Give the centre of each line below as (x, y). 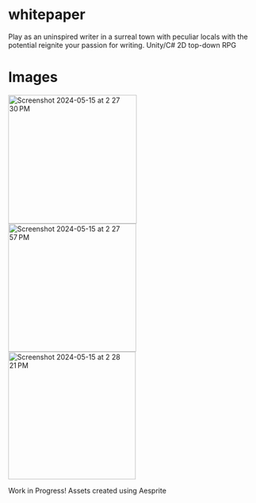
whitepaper (47, 15)
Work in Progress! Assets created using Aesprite (87, 490)
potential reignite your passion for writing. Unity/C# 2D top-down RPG (122, 44)
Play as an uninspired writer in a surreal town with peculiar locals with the (128, 37)
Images (33, 77)
